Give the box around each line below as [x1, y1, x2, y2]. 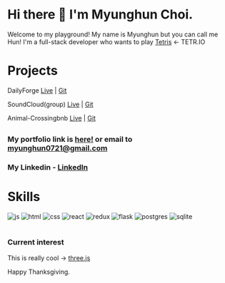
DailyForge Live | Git [7, 86, 67, 95]
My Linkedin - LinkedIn [7, 163, 89, 173]
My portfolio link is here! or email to [7, 135, 133, 145]
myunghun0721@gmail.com [7, 143, 108, 153]
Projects [7, 63, 59, 79]
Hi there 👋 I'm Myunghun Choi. [7, 6, 194, 23]
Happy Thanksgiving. [7, 267, 70, 276]
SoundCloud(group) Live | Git [7, 100, 94, 108]
